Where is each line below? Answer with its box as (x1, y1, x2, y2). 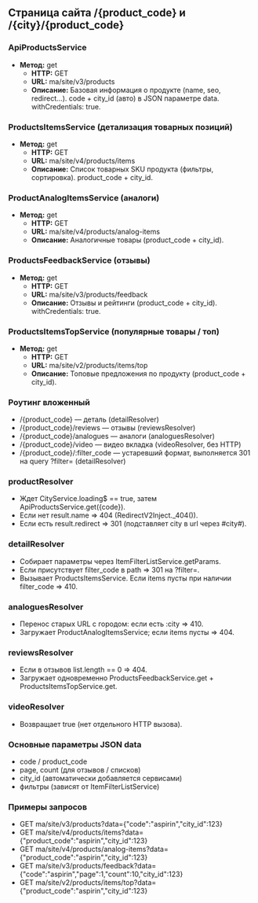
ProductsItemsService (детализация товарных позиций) (8, 121, 233, 132)
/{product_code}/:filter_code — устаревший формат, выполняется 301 (19, 448, 251, 458)
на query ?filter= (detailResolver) (19, 456, 126, 466)
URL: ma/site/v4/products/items (31, 156, 136, 165)
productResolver (8, 476, 74, 487)
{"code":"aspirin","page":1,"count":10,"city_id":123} (19, 869, 184, 879)
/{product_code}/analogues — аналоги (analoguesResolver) (19, 432, 216, 441)
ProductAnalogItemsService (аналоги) (8, 192, 160, 203)
